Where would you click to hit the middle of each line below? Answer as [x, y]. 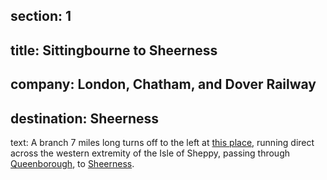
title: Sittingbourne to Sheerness [114, 50]
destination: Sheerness [85, 118]
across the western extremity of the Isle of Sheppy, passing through [150, 153]
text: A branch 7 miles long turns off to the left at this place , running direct [162, 142]
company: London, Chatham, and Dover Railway [163, 84]
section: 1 [41, 16]
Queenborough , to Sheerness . [72, 163]
